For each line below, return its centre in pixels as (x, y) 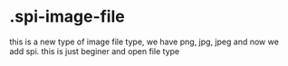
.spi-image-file (67, 17)
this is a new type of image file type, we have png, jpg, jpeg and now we (144, 42)
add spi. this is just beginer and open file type (94, 51)
